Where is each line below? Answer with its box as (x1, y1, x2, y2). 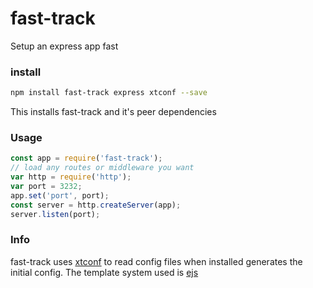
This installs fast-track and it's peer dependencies (10, 106, 217, 118)
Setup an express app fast (10, 40, 119, 52)
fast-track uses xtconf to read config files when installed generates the (10, 255, 303, 267)
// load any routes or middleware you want (10, 163, 195, 173)
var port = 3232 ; (10, 182, 83, 192)
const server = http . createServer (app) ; (10, 200, 182, 210)
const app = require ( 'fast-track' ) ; (10, 153, 163, 164)
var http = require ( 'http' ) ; (10, 172, 132, 182)
